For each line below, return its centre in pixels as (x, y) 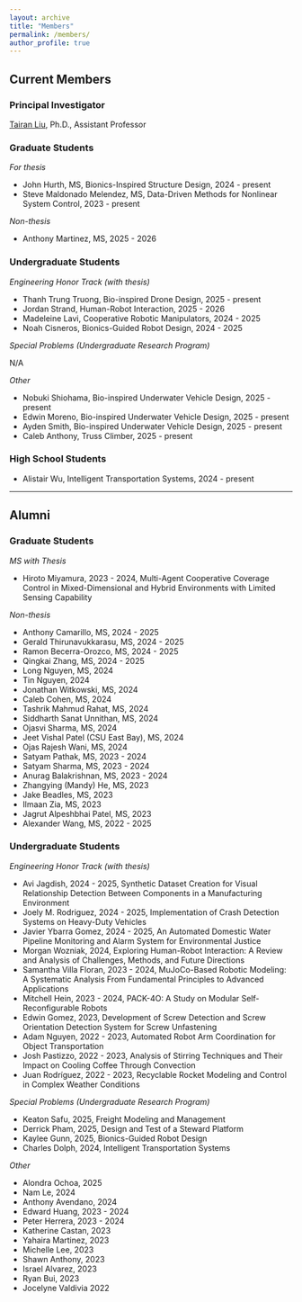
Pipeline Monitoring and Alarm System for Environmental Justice (142, 940)
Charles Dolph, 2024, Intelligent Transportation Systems (126, 1147)
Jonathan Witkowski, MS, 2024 (80, 689)
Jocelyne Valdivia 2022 (66, 1288)
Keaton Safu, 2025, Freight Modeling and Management (124, 1119)
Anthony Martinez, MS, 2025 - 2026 (89, 238)
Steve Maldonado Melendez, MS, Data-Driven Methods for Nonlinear (150, 194)
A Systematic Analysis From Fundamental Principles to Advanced (143, 979)
